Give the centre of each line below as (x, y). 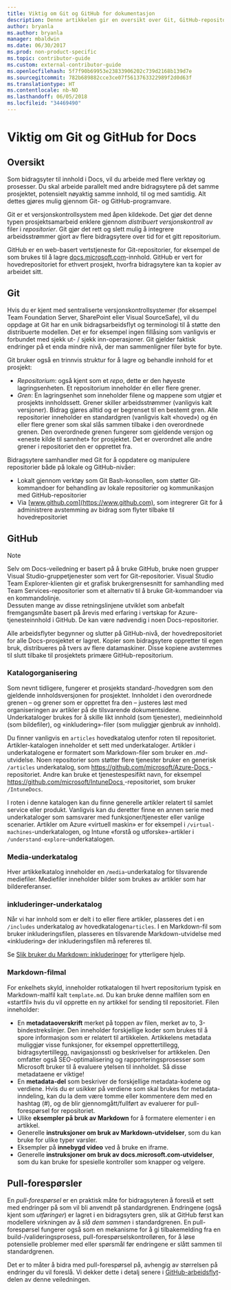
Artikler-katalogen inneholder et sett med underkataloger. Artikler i (101, 745)
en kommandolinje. (34, 598)
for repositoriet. (73, 1110)
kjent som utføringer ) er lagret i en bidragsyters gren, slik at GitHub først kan (115, 1215)
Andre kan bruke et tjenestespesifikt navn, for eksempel (122, 774)
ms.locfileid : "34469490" (44, 103)
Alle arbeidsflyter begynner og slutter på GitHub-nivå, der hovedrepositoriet (114, 633)
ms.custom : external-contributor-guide (64, 65)
